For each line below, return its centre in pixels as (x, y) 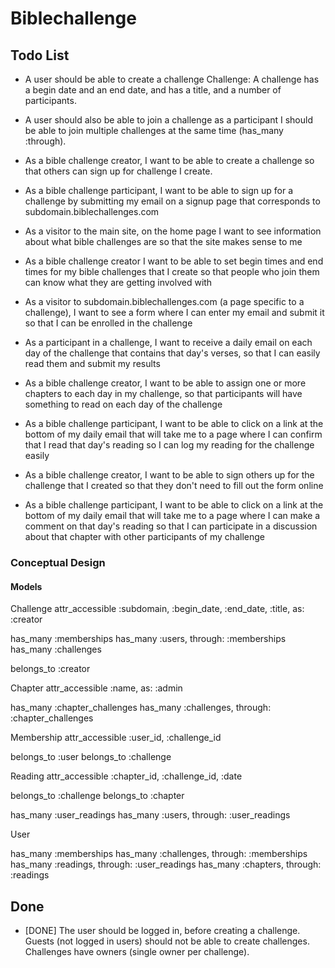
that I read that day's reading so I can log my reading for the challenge (169, 445)
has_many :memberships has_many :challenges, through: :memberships (159, 854)
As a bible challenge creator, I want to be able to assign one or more (165, 383)
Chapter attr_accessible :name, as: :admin (96, 688)
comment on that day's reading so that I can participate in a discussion (171, 526)
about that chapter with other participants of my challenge (144, 536)
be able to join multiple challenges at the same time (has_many (154, 130)
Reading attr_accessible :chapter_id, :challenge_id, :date (126, 776)
